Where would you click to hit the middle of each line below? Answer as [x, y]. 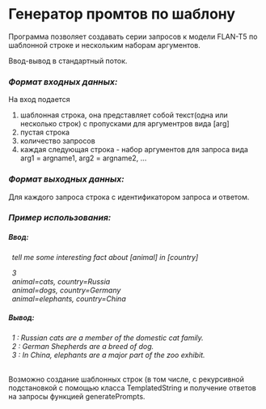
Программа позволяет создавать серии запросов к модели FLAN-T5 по [133, 36]
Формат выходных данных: [66, 179]
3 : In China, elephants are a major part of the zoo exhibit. [108, 355]
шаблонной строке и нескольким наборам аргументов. [104, 45]
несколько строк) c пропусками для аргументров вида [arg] [125, 124]
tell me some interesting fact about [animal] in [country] [105, 258]
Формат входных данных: [63, 82]
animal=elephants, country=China [69, 299]
